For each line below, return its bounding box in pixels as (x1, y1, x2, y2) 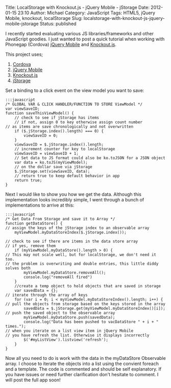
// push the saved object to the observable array (5, 310, 115, 315)
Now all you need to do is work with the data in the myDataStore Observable (5, 355, 166, 361)
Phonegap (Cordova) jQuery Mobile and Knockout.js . (5, 41, 116, 48)
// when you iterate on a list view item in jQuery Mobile (5, 328, 134, 333)
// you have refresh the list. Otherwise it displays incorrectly (5, 333, 150, 338)
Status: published (40, 20, 77, 27)
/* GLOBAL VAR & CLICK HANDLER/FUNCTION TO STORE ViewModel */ (5, 102, 143, 107)
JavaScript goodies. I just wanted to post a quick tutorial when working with (5, 36, 165, 42)
